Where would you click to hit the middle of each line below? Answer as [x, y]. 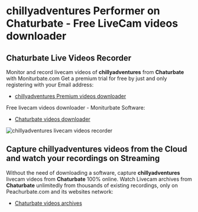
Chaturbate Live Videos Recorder [69, 58]
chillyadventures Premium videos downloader [70, 96]
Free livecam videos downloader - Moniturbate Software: [76, 107]
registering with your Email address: [50, 85]
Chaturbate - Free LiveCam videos [92, 23]
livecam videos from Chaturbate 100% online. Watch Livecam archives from [99, 179]
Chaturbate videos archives [48, 203]
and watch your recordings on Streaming [83, 158]
